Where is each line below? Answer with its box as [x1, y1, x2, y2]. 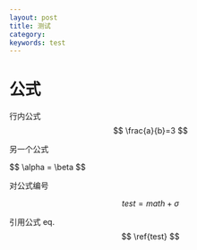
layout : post [9, 13, 58, 22]
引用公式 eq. [9, 217, 56, 228]
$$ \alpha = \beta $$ [9, 162, 87, 173]
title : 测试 [9, 22, 51, 30]
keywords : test [9, 38, 66, 47]
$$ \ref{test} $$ [121, 231, 180, 242]
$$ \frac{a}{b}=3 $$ [113, 125, 188, 136]
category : [9, 30, 47, 39]
